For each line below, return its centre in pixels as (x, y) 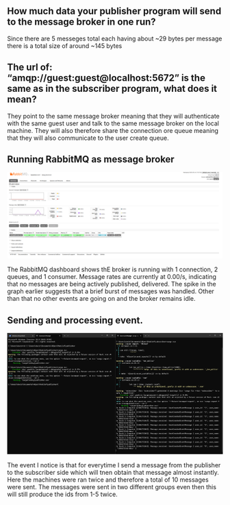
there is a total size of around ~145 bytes (65, 46)
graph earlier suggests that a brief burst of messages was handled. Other (111, 291)
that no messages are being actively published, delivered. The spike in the (112, 284)
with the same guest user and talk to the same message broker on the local (113, 123)
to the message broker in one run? (81, 22)
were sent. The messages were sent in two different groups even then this (112, 487)
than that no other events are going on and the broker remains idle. (102, 299)
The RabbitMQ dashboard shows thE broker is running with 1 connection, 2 (113, 269)
